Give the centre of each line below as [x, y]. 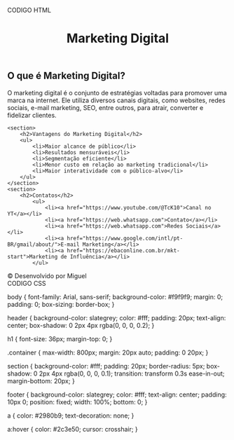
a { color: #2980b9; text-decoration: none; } [71, 415]
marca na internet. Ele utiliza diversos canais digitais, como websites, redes [116, 100]
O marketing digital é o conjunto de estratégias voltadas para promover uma [117, 92]
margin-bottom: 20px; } [41, 380]
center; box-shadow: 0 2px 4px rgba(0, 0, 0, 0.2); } [81, 325]
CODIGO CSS [27, 283]
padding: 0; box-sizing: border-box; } [61, 304]
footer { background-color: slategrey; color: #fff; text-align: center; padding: [117, 394]
